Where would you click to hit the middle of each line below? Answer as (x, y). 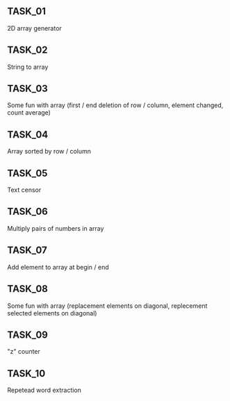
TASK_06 (28, 212)
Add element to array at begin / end (58, 267)
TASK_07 (27, 251)
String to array (28, 67)
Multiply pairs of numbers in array (56, 228)
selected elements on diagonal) (52, 313)
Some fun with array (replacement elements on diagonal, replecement (107, 306)
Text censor (24, 190)
